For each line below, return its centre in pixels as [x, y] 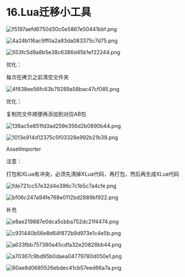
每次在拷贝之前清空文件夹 [37, 77]
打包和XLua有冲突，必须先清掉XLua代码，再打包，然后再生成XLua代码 [93, 174]
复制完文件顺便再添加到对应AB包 [46, 114]
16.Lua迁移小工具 [49, 12]
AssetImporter [24, 149]
